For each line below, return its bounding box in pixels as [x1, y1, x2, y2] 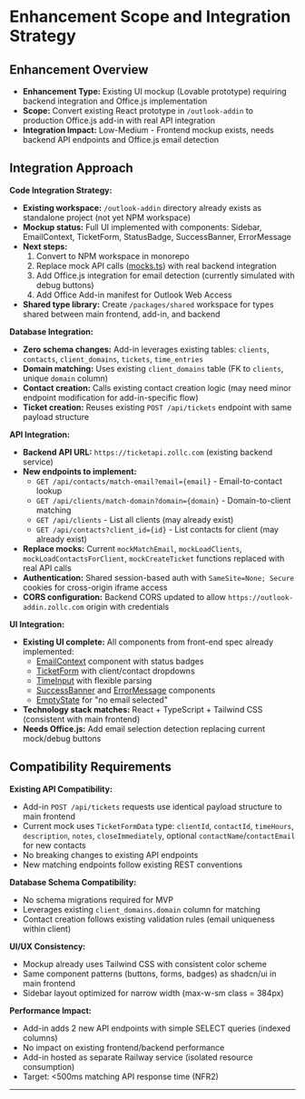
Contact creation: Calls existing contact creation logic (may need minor [22, 382, 292, 393]
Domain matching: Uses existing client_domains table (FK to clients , [22, 363, 284, 374]
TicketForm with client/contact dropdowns [35, 665, 195, 676]
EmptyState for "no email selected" [35, 694, 168, 705]
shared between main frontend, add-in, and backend [22, 308, 221, 319]
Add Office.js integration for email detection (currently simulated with [35, 270, 295, 281]
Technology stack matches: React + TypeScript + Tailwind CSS [22, 704, 263, 714]
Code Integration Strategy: [9, 185, 113, 195]
